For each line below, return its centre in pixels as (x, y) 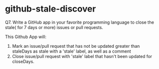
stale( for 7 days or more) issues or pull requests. (54, 27)
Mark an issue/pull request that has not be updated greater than (76, 46)
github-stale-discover (50, 9)
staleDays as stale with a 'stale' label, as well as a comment (72, 51)
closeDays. (23, 61)
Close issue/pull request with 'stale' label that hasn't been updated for (82, 56)
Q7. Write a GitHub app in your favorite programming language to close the (79, 22)
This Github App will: (26, 37)
